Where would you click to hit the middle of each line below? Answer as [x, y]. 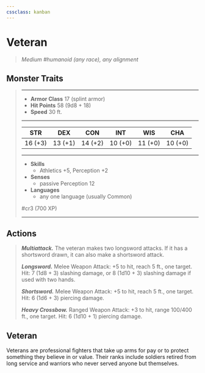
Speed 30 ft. [46, 112]
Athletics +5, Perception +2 [74, 171]
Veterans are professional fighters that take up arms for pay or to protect [98, 350]
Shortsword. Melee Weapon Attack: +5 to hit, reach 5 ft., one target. [107, 292]
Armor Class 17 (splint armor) [68, 99]
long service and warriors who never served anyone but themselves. [92, 363]
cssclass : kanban [28, 12]
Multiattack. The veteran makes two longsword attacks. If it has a [104, 248]
